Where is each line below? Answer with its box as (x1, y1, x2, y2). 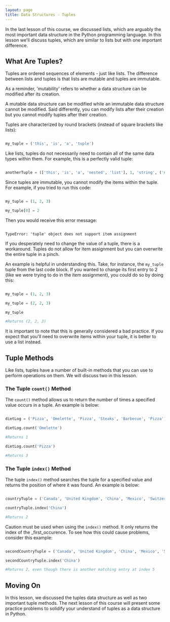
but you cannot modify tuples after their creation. (5, 112, 108, 118)
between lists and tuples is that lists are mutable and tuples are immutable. (5, 76, 161, 82)
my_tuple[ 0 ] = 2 (5, 208, 39, 213)
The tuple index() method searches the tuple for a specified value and (5, 477, 152, 483)
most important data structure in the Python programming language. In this (5, 31, 161, 38)
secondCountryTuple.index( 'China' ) (5, 558, 80, 563)
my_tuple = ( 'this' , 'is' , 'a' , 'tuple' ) (5, 141, 94, 146)
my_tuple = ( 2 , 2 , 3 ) (5, 301, 51, 306)
